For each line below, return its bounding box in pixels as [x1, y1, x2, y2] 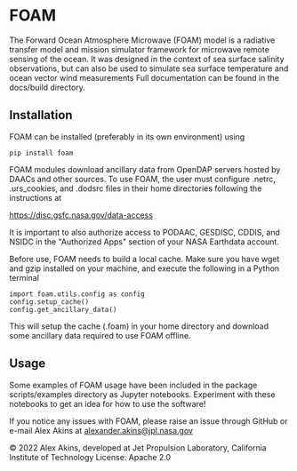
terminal [9, 272, 40, 283]
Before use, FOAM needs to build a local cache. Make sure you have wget [9, 253, 280, 264]
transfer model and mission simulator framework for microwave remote [9, 44, 269, 54]
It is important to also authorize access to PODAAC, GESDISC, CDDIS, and [9, 227, 280, 237]
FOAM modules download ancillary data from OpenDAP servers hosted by [9, 164, 281, 174]
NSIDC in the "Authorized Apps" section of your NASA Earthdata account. [9, 236, 280, 247]
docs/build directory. [9, 82, 86, 92]
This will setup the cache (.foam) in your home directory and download [9, 321, 269, 331]
